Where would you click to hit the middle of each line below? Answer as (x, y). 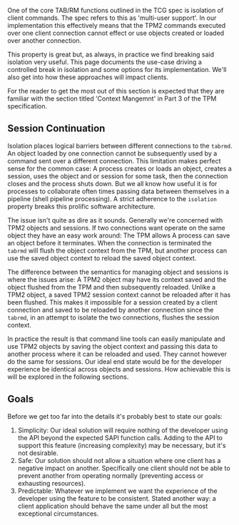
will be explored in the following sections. (68, 377)
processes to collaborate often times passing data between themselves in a (118, 191)
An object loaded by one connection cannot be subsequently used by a (112, 153)
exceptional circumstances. (58, 514)
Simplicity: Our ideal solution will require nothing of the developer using (123, 430)
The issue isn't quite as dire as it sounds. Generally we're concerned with (115, 220)
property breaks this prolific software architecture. (81, 206)
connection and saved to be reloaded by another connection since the (111, 310)
